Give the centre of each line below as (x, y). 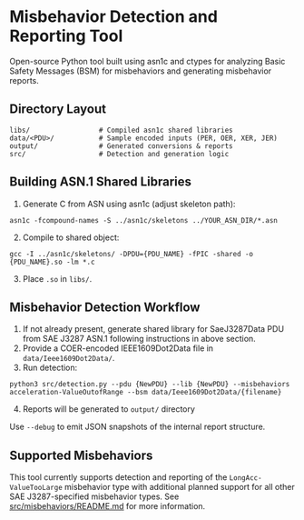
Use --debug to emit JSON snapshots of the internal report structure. (137, 427)
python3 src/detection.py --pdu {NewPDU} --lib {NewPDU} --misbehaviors (150, 385)
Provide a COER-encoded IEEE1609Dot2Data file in (118, 348)
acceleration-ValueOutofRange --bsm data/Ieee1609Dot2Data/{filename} (146, 393)
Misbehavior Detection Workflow (105, 307)
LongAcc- (245, 478)
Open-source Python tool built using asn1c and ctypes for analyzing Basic (147, 61)
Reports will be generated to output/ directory (108, 409)
